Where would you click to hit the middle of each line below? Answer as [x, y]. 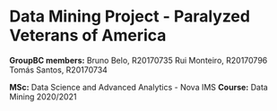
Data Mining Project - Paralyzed [130, 17]
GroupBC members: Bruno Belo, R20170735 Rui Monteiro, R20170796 [138, 60]
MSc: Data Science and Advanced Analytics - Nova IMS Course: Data [139, 87]
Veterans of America [88, 35]
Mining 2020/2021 [43, 97]
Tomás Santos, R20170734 [58, 70]
